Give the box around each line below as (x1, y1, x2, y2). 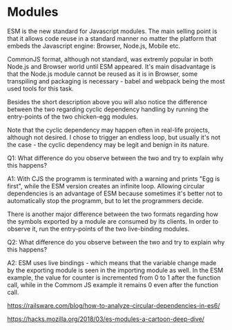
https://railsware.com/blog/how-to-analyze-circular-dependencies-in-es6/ (7, 301, 220, 309)
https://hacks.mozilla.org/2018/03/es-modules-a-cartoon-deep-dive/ (7, 315, 205, 323)
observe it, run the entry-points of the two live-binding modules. (7, 224, 190, 233)
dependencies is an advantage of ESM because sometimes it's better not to (7, 189, 223, 197)
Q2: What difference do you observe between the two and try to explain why (7, 237, 225, 246)
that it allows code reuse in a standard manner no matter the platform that (7, 34, 217, 42)
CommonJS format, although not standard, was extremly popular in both (7, 55, 213, 63)
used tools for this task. (7, 84, 74, 93)
